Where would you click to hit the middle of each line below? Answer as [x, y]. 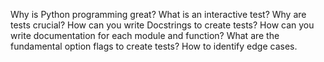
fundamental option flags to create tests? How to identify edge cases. [154, 46]
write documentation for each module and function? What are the [145, 35]
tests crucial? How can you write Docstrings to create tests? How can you [162, 25]
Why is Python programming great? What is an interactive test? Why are [158, 14]
